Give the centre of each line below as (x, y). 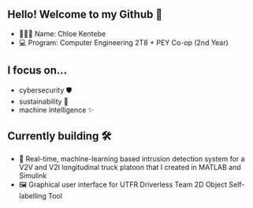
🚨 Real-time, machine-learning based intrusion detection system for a (132, 159)
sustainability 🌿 (43, 101)
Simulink (33, 176)
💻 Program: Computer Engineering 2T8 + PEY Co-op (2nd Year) (124, 42)
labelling (32, 196)
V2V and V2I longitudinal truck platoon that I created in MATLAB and (130, 168)
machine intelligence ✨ (56, 110)
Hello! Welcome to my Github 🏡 (85, 15)
